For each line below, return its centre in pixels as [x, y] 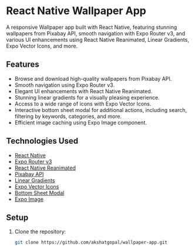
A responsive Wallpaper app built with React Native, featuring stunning [92, 27]
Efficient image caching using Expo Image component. [80, 123]
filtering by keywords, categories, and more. [68, 116]
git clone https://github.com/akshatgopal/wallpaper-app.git [91, 243]
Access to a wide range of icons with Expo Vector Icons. [83, 104]
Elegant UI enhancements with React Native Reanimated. [83, 91]
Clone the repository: [40, 232]
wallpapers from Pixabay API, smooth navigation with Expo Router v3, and [96, 33]
